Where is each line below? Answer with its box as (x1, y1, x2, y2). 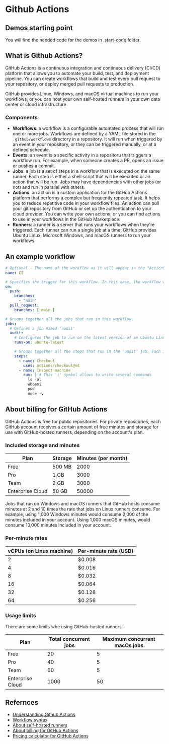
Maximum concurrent (102, 635, 156, 642)
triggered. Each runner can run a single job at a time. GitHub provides (12, 227, 157, 233)
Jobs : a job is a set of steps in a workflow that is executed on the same (12, 168, 160, 174)
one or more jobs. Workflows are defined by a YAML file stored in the (12, 131, 156, 137)
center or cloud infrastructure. (5, 101, 68, 107)
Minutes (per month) (76, 455, 128, 462)
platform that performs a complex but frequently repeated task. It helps (12, 195, 160, 201)
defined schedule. (12, 147, 50, 153)
